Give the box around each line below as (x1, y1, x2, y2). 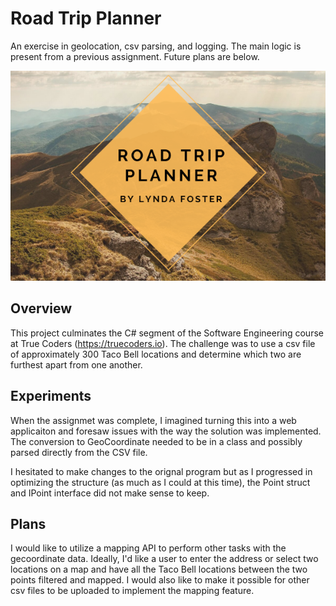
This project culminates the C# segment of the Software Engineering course (10, 327, 324, 339)
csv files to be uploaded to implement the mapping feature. (10, 585, 255, 597)
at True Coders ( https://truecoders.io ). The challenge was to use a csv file (10, 337, 316, 349)
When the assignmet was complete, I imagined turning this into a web (10, 414, 297, 426)
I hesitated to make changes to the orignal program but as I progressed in (10, 465, 313, 477)
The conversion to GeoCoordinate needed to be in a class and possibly (10, 435, 303, 447)
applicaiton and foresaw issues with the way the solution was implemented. (10, 425, 322, 437)
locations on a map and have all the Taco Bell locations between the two (10, 563, 308, 576)
